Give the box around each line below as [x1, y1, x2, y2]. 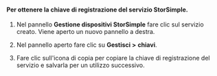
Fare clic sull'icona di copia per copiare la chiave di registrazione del [16, 54, 210, 62]
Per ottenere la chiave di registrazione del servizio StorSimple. [6, 5, 188, 14]
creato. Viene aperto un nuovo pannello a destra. [16, 28, 155, 36]
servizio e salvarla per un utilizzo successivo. [16, 61, 145, 69]
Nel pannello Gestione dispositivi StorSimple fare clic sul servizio [16, 20, 204, 28]
